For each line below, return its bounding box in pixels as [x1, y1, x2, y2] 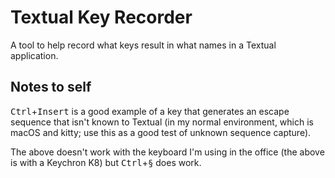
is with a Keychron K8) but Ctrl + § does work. [10, 156, 202, 168]
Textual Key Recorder [10, 6, 193, 29]
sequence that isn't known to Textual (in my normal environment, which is [10, 116, 314, 128]
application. [10, 49, 59, 61]
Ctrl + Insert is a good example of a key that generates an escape [10, 105, 290, 117]
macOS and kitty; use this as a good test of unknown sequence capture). [10, 126, 312, 138]
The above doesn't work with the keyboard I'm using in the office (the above [10, 146, 325, 158]
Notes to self [10, 79, 92, 96]
